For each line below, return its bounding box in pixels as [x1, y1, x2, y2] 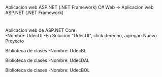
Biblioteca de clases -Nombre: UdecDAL [5, 57, 90, 63]
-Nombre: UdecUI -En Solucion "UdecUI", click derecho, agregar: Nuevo [5, 33, 157, 39]
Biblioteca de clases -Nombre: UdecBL [5, 48, 87, 54]
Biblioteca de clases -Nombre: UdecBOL [5, 67, 90, 73]
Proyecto [5, 38, 24, 44]
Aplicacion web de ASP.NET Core [5, 27, 76, 33]
